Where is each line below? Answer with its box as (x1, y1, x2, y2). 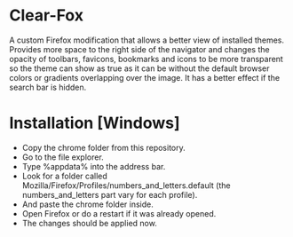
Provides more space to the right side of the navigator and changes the (9, 43, 270, 54)
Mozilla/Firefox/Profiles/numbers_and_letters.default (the (21, 179, 231, 191)
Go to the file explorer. (21, 152, 104, 162)
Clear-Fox (9, 5, 84, 26)
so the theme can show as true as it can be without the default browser (9, 63, 270, 74)
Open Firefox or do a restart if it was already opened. (21, 208, 217, 218)
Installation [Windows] (9, 113, 180, 133)
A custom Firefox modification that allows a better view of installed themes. (9, 35, 285, 45)
